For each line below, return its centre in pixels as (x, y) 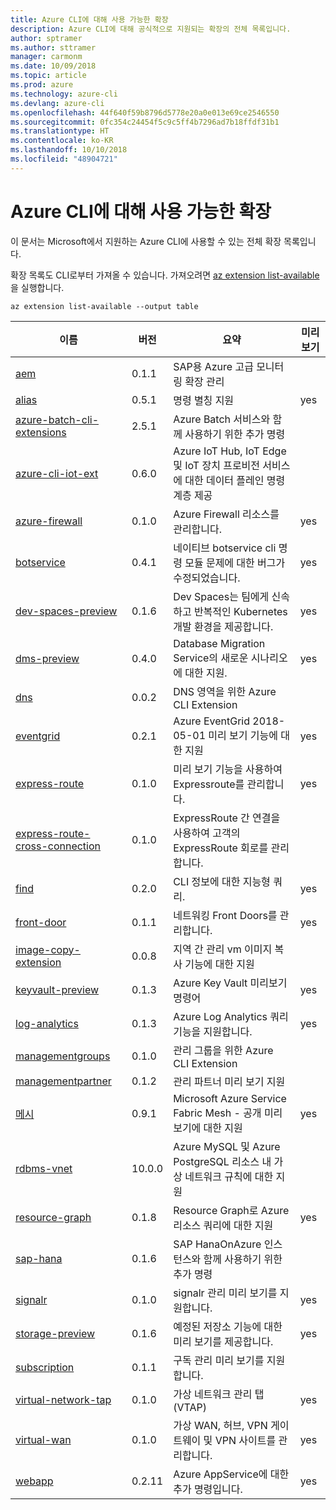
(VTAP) (190, 1407)
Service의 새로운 (211, 658)
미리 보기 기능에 (243, 735)
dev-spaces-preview (66, 611)
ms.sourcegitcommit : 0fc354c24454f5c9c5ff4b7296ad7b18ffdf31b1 (145, 122)
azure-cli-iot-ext (57, 473)
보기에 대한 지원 (208, 1128)
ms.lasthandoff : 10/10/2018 (69, 150)
